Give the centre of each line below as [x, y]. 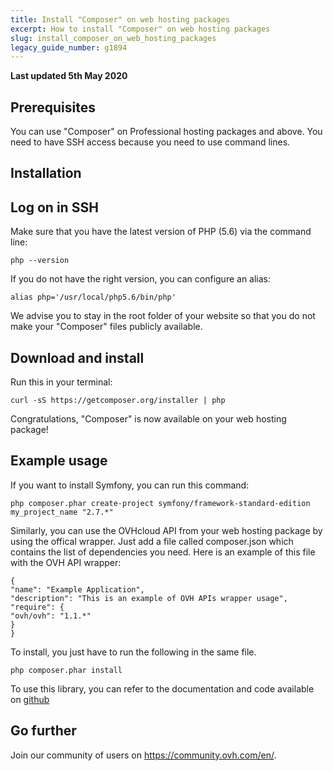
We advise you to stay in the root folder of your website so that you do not [163, 316]
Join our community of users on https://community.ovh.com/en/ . [143, 755]
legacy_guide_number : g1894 [69, 47]
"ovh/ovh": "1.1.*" [51, 616]
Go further [43, 731]
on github [30, 699]
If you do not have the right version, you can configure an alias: [141, 279]
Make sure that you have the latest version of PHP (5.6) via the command [161, 232]
